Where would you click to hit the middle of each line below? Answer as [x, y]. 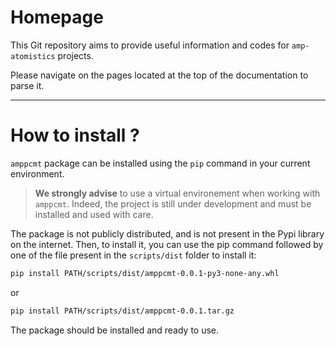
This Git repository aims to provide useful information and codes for [150, 45]
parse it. [27, 85]
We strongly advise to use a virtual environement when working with [177, 193]
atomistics [33, 56]
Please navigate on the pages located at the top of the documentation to [159, 75]
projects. [75, 55]
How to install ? [75, 135]
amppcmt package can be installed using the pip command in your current [160, 163]
